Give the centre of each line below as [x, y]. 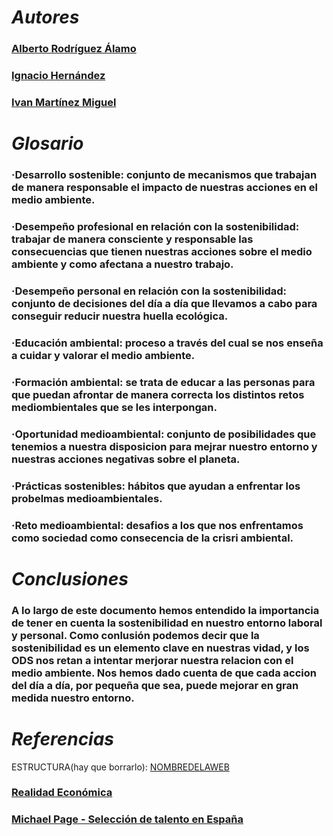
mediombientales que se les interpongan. [114, 407]
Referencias [63, 738]
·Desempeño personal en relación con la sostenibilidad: [149, 291]
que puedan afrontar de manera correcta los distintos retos [158, 394]
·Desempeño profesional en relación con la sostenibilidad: [155, 226]
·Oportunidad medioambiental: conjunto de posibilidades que [164, 434]
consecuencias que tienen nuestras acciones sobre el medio [162, 251]
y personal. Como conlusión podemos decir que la [135, 635]
